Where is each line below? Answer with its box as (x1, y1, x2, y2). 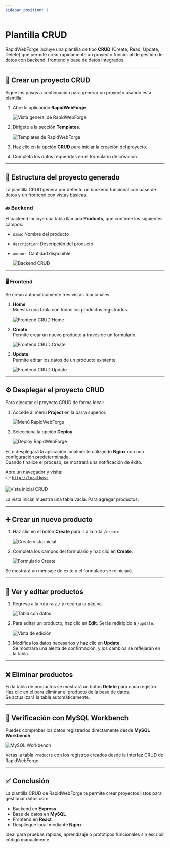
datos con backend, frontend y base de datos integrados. (5, 57, 125, 63)
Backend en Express (12, 805, 57, 812)
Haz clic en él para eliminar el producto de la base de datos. (5, 689, 131, 695)
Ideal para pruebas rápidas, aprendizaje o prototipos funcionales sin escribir (5, 831, 164, 837)
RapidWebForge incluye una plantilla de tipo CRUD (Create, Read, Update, (5, 46, 160, 52)
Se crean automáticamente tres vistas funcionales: (5, 291, 111, 297)
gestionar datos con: (5, 795, 49, 801)
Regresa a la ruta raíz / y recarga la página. (12, 601, 103, 607)
